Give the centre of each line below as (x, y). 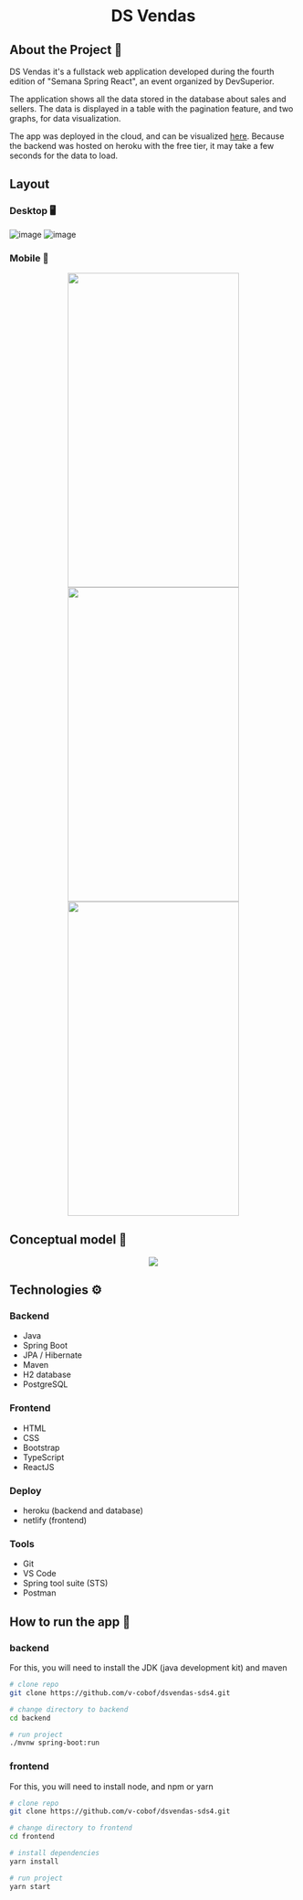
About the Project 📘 (66, 50)
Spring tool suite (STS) (65, 1584)
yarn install (34, 1862)
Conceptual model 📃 (68, 1240)
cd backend (30, 1718)
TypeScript (43, 1457)
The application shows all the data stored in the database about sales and (148, 99)
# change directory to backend (69, 1709)
